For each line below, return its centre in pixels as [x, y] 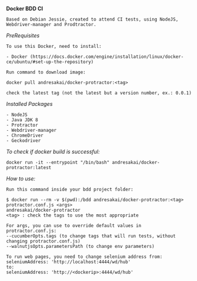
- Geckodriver [24, 141]
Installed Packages [30, 104]
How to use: [21, 179]
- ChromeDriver [25, 135]
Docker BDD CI [25, 9]
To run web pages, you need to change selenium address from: [84, 257]
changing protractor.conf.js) [43, 241]
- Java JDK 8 [22, 120]
